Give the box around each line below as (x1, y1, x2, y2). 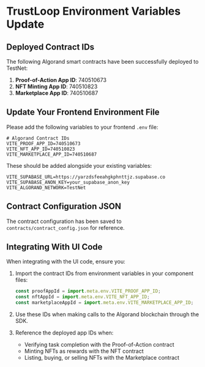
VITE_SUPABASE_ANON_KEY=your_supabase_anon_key (6, 179, 130, 185)
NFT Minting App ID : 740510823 (15, 83, 98, 90)
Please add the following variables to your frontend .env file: (6, 123, 158, 131)
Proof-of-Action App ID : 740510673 (15, 77, 107, 83)
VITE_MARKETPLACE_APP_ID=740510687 (6, 151, 97, 157)
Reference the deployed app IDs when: (15, 329, 114, 336)
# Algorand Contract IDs (6, 135, 70, 142)
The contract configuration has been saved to (6, 218, 122, 225)
